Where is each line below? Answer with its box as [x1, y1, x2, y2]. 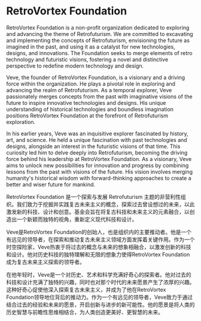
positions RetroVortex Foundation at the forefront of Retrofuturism [6, 112, 169, 119]
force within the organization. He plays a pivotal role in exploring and [6, 80, 175, 87]
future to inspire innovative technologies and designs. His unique [6, 99, 166, 106]
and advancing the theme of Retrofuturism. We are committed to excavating [6, 30, 193, 37]
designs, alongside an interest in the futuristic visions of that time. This [6, 143, 181, 150]
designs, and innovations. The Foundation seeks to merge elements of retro [6, 49, 193, 56]
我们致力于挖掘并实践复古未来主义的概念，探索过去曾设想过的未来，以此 [16, 201, 195, 208]
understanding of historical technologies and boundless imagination [6, 105, 174, 113]
